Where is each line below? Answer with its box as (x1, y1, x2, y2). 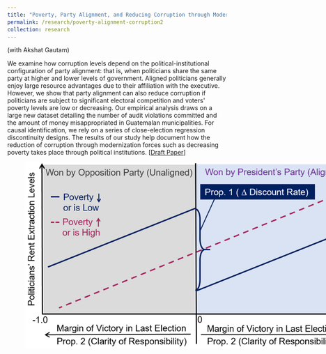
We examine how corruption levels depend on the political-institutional (7, 59, 210, 68)
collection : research (7, 26, 70, 33)
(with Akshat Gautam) (7, 46, 70, 54)
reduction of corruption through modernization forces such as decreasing (7, 141, 219, 149)
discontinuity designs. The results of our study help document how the (7, 133, 210, 142)
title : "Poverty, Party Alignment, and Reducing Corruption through (7, 11, 210, 18)
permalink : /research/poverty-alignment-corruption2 (7, 18, 164, 26)
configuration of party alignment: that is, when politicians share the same (7, 67, 217, 75)
